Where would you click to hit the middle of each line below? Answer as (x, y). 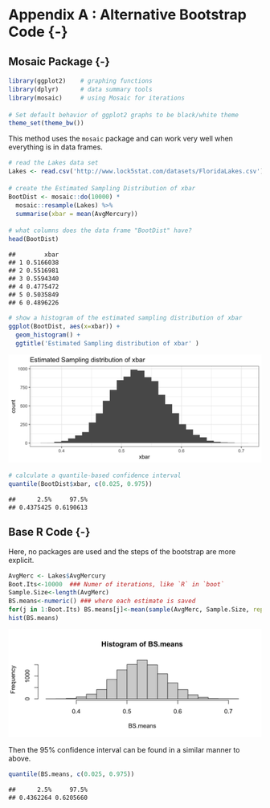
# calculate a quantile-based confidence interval (95, 475)
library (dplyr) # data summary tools (80, 89)
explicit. (21, 560)
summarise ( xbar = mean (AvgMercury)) (77, 214)
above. (20, 759)
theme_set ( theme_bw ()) (46, 123)
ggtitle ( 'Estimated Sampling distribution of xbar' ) (107, 343)
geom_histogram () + (48, 335)
